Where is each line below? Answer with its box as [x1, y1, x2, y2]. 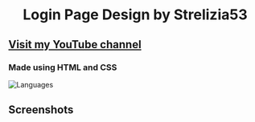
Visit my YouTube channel [8, 38, 142, 51]
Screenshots [8, 103, 74, 117]
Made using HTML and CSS [8, 62, 117, 73]
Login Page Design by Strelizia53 [23, 6, 248, 24]
